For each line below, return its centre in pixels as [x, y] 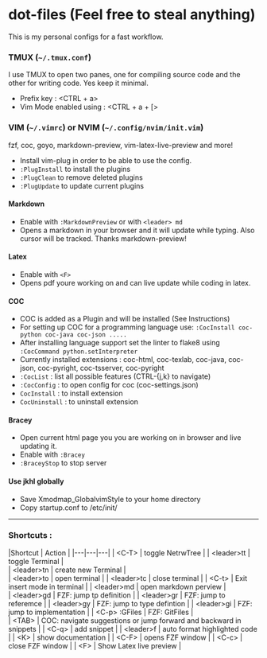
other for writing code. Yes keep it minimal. [79, 83]
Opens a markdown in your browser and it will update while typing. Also [137, 230]
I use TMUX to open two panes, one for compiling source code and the [124, 75]
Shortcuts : [30, 535]
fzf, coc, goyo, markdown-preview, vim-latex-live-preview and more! [121, 145]
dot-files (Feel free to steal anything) [132, 15]
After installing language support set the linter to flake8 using [120, 343]
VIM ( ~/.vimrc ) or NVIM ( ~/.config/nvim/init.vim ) [106, 127]
